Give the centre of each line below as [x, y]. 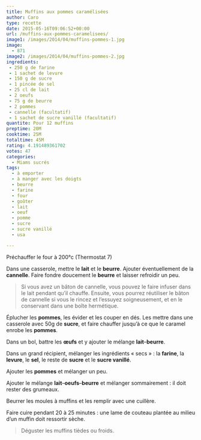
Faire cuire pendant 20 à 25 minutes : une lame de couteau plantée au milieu [101, 412]
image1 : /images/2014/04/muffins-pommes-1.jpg [65, 40]
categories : [21, 156]
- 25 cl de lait [29, 90]
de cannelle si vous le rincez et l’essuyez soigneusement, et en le [102, 299]
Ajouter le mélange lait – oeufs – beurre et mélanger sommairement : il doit [96, 383]
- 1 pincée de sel [32, 85]
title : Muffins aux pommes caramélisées [58, 12]
